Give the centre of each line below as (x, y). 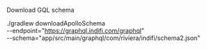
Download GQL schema (40, 10)
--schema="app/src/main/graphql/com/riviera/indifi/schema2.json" (103, 38)
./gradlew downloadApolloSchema (56, 23)
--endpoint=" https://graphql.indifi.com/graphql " (75, 31)
